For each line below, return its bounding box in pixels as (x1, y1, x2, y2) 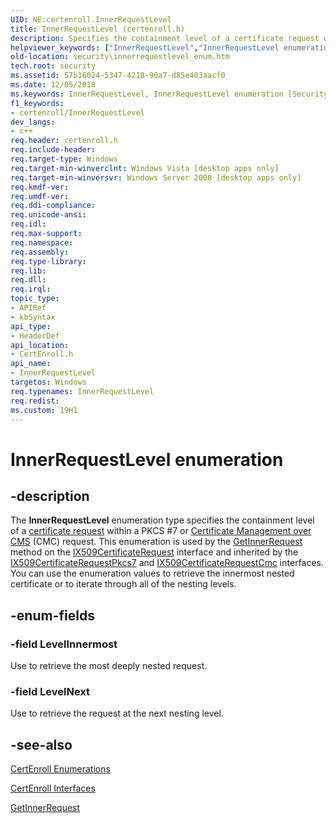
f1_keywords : (10, 98, 65, 108)
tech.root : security (10, 61, 97, 71)
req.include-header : (10, 145, 97, 155)
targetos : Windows (10, 377, 87, 387)
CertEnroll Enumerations (10, 763, 111, 775)
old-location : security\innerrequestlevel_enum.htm (10, 52, 230, 62)
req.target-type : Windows (10, 154, 118, 164)
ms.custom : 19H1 (10, 405, 78, 415)
